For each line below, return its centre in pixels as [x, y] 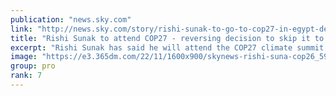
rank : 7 [26, 76]
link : [21, 29]
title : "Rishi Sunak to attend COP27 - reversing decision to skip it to [167, 38]
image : [24, 57]
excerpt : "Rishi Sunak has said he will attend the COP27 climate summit [167, 47]
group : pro [33, 66]
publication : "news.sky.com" [71, 19]
